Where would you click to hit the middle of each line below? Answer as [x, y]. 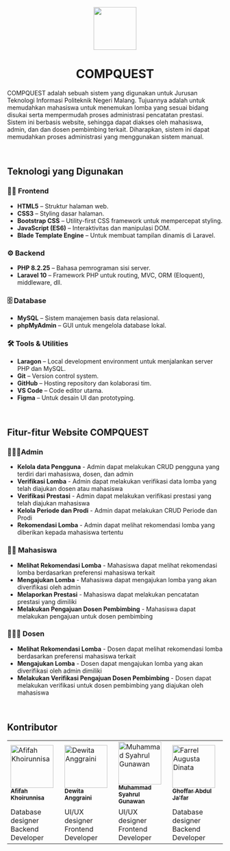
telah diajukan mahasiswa [53, 503]
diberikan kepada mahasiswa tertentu [70, 532]
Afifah [19, 791]
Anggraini [78, 798]
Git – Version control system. [58, 376]
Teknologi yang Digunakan [65, 172]
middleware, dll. [39, 282]
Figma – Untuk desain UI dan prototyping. [76, 398]
